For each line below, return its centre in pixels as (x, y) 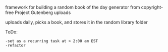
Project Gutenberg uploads (43, 12)
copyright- (152, 7)
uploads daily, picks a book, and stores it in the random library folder (76, 22)
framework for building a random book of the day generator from (73, 7)
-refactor (16, 45)
